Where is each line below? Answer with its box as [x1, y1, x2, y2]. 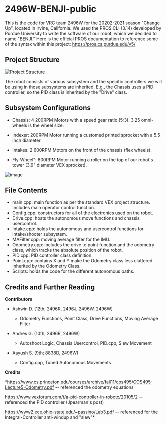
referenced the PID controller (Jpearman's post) [5, 399, 104, 405]
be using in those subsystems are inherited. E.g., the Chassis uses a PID [5, 84, 154, 90]
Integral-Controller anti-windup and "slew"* [5, 414, 95, 420]
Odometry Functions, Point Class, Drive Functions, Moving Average [19, 316, 158, 322]
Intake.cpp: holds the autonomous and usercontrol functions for [12, 226, 144, 232]
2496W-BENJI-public [5, 3, 97, 15]
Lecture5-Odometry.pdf [5, 384, 54, 390]
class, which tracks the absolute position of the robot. [12, 247, 123, 253]
